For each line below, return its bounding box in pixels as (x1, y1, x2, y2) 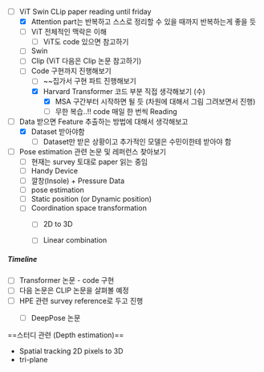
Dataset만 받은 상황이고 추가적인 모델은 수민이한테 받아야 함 (43, 137, 232, 146)
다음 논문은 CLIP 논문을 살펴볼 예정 (18, 285, 129, 296)
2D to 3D (43, 219, 73, 229)
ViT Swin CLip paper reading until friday (18, 7, 152, 16)
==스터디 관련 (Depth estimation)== (7, 329, 124, 340)
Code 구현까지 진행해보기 (30, 66, 112, 76)
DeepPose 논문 (30, 313, 81, 322)
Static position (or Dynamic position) (30, 194, 152, 204)
